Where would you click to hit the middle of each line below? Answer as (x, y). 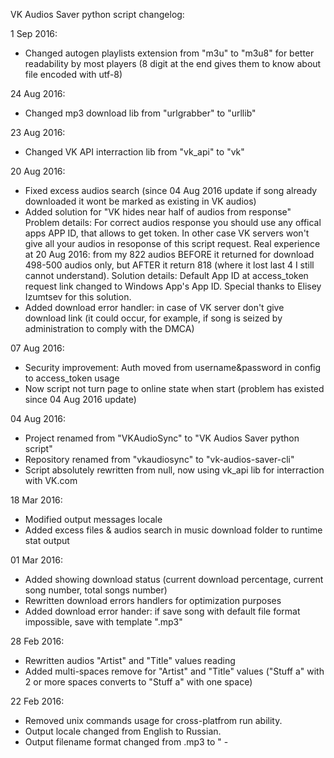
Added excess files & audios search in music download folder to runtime (173, 530)
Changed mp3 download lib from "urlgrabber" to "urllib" (140, 113)
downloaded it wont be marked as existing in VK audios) (140, 201)
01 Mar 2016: (36, 560)
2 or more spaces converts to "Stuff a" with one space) (138, 682)
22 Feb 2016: (37, 701)
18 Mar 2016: (36, 500)
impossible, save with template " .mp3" (103, 622)
